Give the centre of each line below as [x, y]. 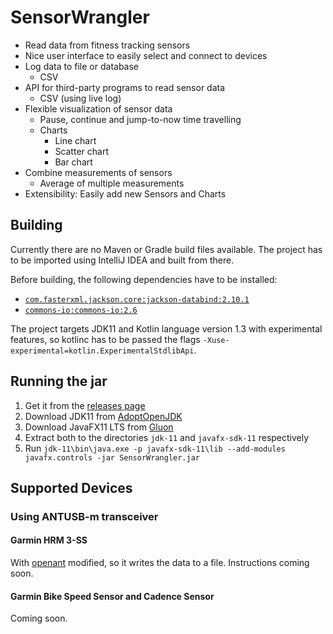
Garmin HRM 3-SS [49, 540]
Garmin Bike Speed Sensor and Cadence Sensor [112, 596]
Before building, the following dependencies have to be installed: [144, 279]
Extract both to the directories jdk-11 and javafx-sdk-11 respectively [167, 437]
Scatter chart [81, 151]
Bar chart [73, 162]
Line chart [75, 140]
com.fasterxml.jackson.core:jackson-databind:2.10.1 [137, 299]
